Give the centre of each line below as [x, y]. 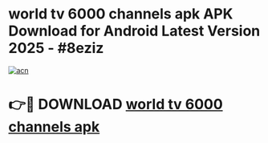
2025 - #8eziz [56, 48]
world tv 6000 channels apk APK [121, 14]
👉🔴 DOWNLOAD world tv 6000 [116, 104]
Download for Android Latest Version [134, 31]
